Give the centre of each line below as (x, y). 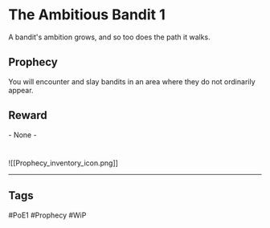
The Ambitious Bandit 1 (87, 15)
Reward (28, 115)
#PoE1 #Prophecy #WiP (47, 215)
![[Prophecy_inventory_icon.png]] (63, 163)
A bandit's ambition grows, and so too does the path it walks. (109, 37)
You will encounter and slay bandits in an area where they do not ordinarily (132, 81)
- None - (23, 135)
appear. (21, 90)
